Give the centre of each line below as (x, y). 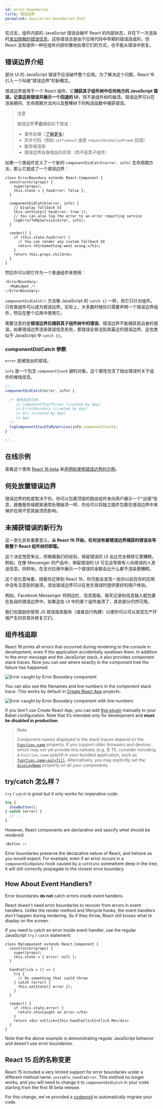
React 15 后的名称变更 (38, 1060)
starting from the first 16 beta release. (43, 1087)
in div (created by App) (41, 414)
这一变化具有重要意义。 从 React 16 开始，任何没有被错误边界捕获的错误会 (79, 540)
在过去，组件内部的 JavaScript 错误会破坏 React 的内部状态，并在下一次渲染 (81, 33)
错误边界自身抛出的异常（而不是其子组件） (67, 152)
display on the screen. (27, 920)
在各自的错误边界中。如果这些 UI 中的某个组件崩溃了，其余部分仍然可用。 (79, 602)
